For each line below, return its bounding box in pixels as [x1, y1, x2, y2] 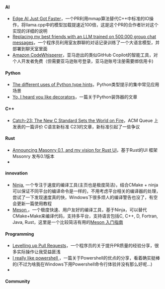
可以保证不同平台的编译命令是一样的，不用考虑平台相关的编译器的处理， [12, 188, 161, 194]
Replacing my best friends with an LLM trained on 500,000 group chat [12, 34, 157, 40]
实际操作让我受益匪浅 [16, 249, 61, 255]
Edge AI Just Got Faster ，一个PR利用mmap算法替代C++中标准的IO [12, 15, 150, 22]
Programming [5, 231, 34, 237]
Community [5, 278, 30, 284]
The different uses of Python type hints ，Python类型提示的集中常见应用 [12, 82, 160, 88]
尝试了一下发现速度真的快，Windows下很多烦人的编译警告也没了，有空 [12, 194, 158, 200]
